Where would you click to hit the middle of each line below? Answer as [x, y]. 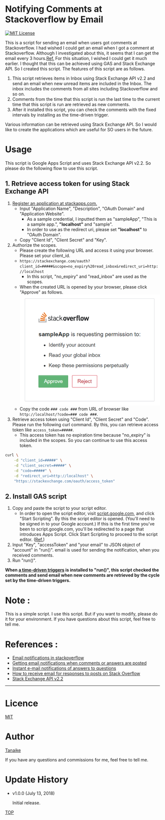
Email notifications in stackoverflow [48, 658]
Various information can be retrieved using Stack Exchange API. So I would [81, 124]
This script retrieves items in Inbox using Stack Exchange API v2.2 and [83, 78]
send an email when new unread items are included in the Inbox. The [82, 83]
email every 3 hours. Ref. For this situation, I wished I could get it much [76, 58]
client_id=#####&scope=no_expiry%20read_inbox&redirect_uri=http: [89, 266]
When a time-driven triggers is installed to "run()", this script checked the [82, 570]
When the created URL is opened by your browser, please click [83, 287]
